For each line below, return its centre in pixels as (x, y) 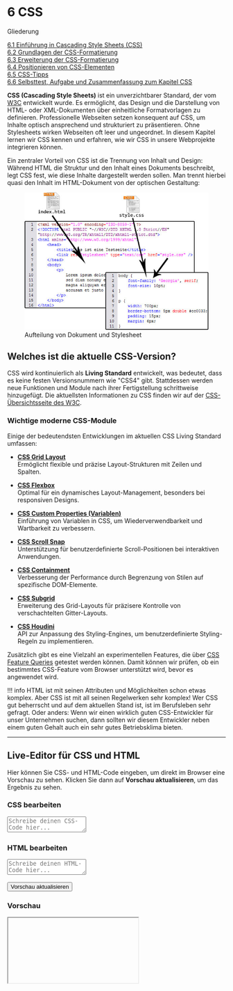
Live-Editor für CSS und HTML (74, 756)
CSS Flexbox (36, 485)
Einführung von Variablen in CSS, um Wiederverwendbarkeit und (110, 521)
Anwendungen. (39, 556)
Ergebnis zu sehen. (35, 787)
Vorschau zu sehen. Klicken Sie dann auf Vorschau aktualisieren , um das (113, 780)
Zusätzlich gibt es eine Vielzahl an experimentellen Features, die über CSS (113, 654)
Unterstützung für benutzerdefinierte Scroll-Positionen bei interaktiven (118, 549)
